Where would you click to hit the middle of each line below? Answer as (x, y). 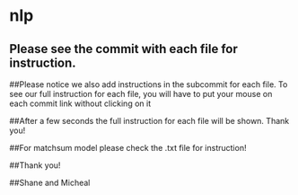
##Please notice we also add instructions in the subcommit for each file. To (149, 84)
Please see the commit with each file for (123, 49)
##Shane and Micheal (50, 182)
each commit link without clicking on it (80, 103)
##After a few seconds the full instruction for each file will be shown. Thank (149, 121)
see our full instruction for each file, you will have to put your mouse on (141, 94)
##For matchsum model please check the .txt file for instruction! (128, 148)
